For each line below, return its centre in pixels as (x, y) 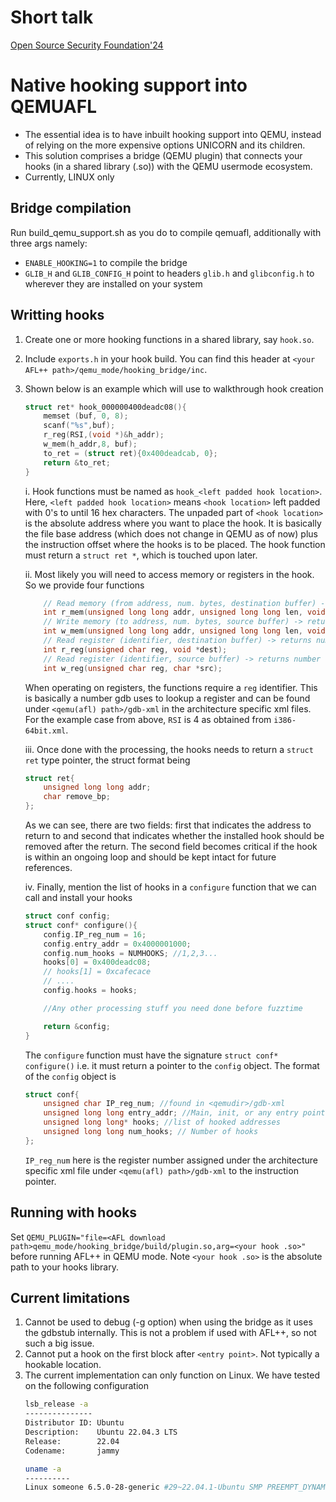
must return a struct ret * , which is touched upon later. (141, 555)
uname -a (43, 1469)
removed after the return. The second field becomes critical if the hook (171, 846)
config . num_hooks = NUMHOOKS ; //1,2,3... (130, 953)
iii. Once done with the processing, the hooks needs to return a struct (169, 749)
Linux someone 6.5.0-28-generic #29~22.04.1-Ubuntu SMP (143, 1487)
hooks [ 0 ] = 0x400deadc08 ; (97, 962)
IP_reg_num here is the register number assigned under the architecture (171, 1160)
